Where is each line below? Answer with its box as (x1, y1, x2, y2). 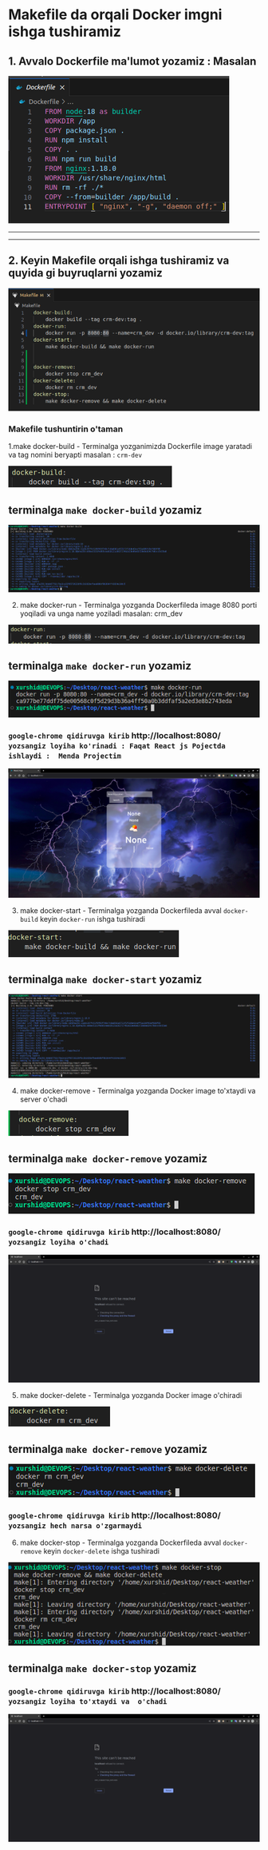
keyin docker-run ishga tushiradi (39, 914, 146, 923)
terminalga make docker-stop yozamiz (8, 1661, 197, 1675)
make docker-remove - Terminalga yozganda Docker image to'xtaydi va (19, 1086, 256, 1096)
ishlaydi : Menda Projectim (8, 751, 122, 760)
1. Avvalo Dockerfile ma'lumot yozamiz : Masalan (8, 54, 257, 68)
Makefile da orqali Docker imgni (8, 6, 223, 24)
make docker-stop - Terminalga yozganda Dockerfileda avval (19, 1538, 222, 1547)
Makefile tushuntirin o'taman (8, 423, 124, 435)
